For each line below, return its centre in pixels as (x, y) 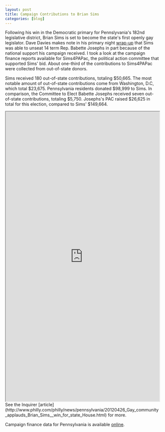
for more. (117, 415)
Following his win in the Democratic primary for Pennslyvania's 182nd (75, 33)
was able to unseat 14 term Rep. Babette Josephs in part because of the (78, 48)
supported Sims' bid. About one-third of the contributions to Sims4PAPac (79, 63)
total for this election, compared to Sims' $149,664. (57, 104)
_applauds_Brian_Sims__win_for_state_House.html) (56, 415)
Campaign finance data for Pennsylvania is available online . (65, 425)
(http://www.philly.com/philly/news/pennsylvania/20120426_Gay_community (82, 410)
